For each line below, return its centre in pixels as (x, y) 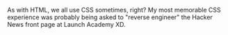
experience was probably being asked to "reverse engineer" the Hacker (110, 17)
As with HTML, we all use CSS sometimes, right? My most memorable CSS (114, 10)
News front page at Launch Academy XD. (67, 24)
